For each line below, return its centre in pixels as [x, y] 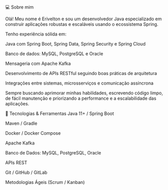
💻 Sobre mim [19, 7]
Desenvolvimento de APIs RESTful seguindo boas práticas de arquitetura [81, 73]
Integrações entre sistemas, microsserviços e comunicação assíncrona [79, 83]
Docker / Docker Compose [33, 133]
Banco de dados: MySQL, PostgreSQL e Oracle [54, 54]
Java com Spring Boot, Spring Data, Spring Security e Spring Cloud [75, 44]
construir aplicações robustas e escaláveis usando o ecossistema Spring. [82, 24]
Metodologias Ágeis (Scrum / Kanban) [45, 182]
